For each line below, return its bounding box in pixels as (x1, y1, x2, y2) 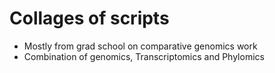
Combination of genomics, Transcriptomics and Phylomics (23, 50, 265, 62)
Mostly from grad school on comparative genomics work (23, 40, 258, 52)
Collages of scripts (9, 7, 170, 30)
